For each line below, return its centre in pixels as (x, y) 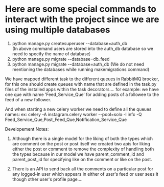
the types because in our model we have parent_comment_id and (78, 154)
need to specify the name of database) (51, 54)
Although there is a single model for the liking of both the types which (82, 139)
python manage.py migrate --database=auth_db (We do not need (78, 64)
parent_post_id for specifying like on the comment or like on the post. (82, 159)
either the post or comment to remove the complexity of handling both (83, 149)
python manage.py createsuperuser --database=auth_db (70, 43)
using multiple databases (58, 30)
